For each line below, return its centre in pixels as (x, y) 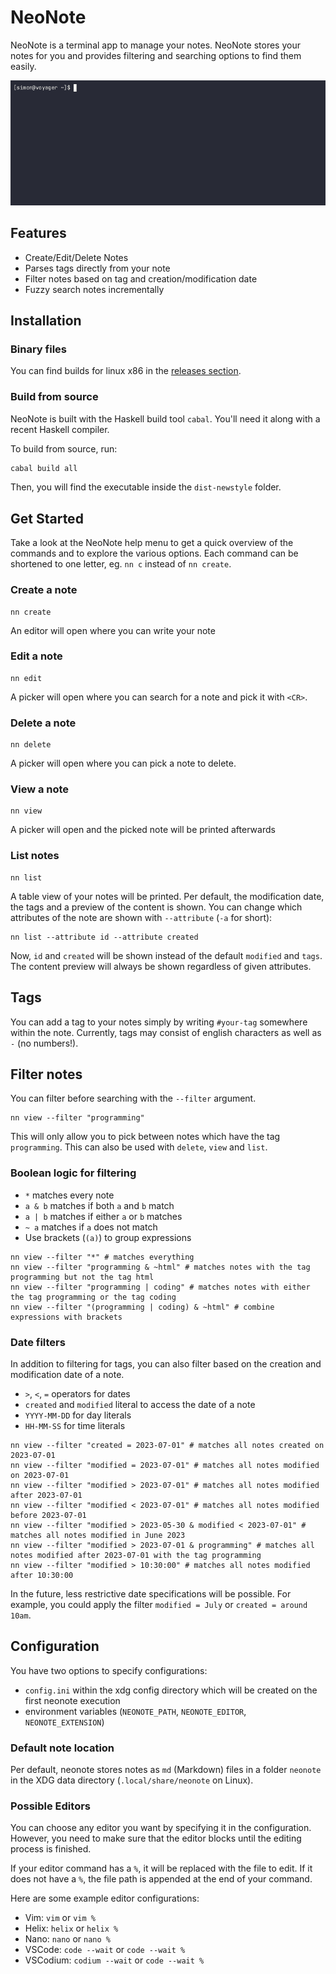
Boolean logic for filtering (73, 1173)
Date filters (38, 1342)
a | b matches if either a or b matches (103, 1216)
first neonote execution (72, 1700)
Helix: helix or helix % (71, 1928)
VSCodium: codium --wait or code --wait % (114, 1960)
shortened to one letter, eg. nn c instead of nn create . (121, 564)
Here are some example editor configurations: (105, 1898)
